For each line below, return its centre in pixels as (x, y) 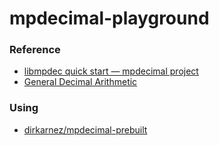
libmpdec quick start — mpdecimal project (111, 71)
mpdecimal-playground (109, 18)
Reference (35, 50)
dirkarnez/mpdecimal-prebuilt (85, 129)
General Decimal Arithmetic (80, 82)
